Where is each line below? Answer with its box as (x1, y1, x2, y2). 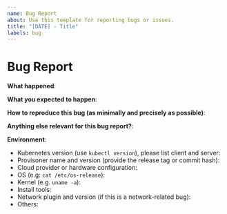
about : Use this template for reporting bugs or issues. (7, 17, 175, 23)
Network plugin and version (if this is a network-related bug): (17, 193, 191, 201)
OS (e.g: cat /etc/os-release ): (17, 171, 106, 179)
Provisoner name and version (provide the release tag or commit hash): (17, 156, 220, 164)
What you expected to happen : (7, 95, 98, 104)
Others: (17, 200, 39, 208)
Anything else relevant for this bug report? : (7, 122, 134, 130)
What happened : (7, 82, 57, 90)
